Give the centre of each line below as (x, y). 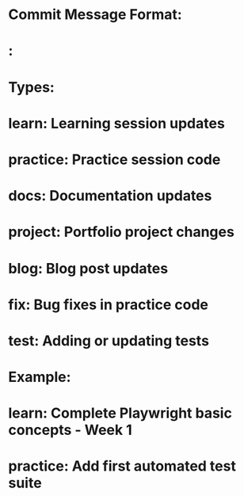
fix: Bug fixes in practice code (108, 305)
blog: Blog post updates (88, 268)
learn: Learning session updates (117, 123)
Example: (40, 377)
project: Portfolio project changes (122, 232)
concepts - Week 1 (70, 430)
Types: (32, 87)
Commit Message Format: (95, 15)
